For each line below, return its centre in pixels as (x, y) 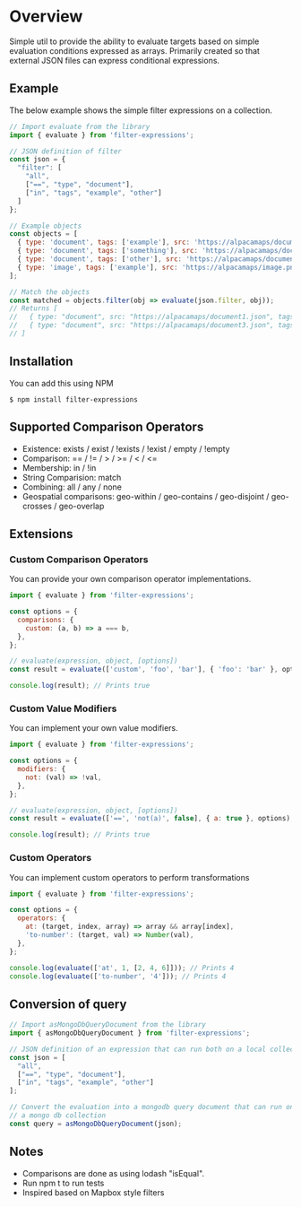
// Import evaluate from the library (80, 126)
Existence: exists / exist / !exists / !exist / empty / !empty (126, 448)
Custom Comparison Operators (79, 560)
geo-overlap (82, 506)
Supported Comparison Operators (107, 427)
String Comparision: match (72, 477)
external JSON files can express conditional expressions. (115, 60)
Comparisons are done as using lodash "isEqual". (113, 1173)
